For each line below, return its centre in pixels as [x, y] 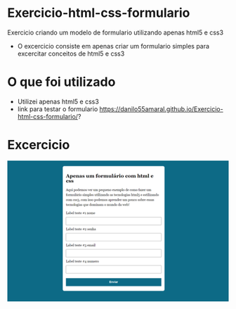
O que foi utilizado [61, 82]
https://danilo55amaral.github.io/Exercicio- [161, 109]
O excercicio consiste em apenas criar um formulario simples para [113, 46]
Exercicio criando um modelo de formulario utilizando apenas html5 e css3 [115, 32]
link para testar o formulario [58, 109]
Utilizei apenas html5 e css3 [58, 101]
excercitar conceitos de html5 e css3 [71, 53]
